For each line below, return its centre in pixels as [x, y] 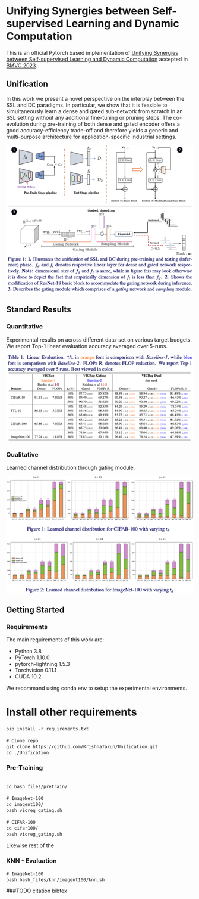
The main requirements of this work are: [55, 640]
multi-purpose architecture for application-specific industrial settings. [91, 137]
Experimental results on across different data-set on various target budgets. [99, 340]
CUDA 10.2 [28, 676]
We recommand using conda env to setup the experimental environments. [97, 688]
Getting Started [35, 610]
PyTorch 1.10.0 [32, 658]
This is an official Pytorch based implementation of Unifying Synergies [92, 52]
